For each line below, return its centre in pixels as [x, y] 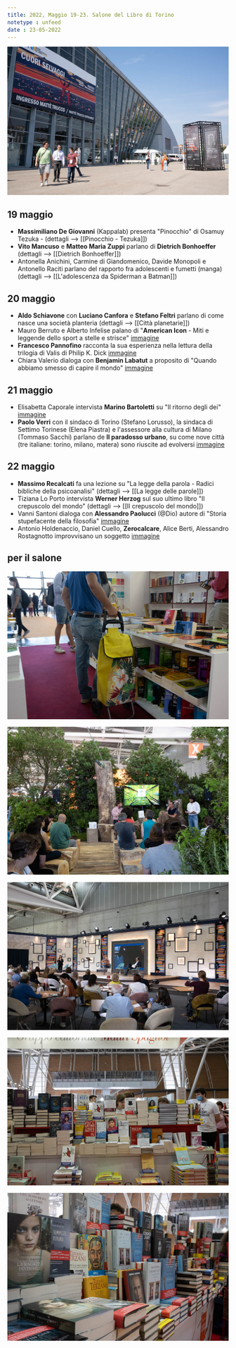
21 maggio [30, 390]
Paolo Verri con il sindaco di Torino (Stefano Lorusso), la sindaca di [115, 422]
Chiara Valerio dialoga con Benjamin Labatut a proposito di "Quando [117, 361]
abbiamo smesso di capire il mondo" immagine [85, 368]
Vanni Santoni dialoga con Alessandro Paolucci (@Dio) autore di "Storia [122, 513]
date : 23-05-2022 [34, 30]
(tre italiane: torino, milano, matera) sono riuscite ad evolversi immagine [121, 444]
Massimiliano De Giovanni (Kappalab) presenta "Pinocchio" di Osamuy [121, 232]
